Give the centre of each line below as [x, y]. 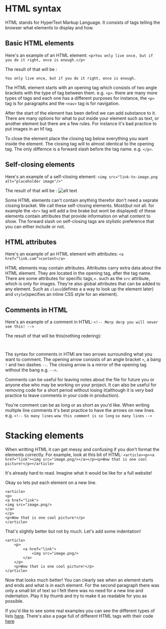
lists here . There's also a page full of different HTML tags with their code [79, 616]
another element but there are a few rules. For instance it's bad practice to [81, 123]
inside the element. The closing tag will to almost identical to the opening [80, 143]
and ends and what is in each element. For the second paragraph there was [82, 585]
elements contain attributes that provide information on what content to [78, 216]
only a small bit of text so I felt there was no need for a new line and [74, 591]
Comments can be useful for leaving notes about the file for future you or [80, 380]
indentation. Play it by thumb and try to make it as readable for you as [76, 596]
